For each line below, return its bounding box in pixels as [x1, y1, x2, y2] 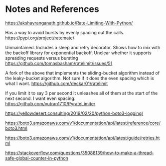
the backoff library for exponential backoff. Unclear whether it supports [5, 50, 152, 56]
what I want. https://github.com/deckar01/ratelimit [5, 81, 108, 86]
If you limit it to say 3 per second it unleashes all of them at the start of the [5, 90, 158, 96]
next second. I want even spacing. [5, 95, 76, 101]
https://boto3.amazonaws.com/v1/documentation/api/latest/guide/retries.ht [5, 135, 160, 141]
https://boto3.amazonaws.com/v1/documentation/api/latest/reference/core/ [5, 120, 161, 126]
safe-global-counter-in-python [5, 155, 69, 161]
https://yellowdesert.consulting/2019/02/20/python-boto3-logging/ [5, 110, 144, 116]
